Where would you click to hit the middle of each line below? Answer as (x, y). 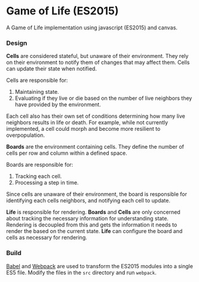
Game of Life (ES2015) (62, 11)
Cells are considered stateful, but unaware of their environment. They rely (97, 56)
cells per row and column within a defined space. (67, 153)
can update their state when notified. (52, 69)
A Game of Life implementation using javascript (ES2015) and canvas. (92, 27)
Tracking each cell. (38, 176)
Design (17, 43)
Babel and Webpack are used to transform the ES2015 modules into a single (99, 266)
